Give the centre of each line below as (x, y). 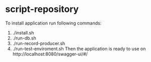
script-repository (42, 9)
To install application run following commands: (53, 23)
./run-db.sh (24, 38)
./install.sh (23, 32)
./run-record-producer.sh (39, 43)
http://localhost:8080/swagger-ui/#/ (50, 54)
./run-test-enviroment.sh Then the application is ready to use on (79, 48)
